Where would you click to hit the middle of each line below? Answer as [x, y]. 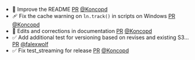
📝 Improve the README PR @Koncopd [59, 9]
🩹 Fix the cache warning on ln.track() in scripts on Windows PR [94, 16]
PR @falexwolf [30, 44]
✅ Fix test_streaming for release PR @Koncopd [70, 50]
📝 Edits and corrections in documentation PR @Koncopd [82, 31]
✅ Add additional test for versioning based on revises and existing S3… [100, 37]
